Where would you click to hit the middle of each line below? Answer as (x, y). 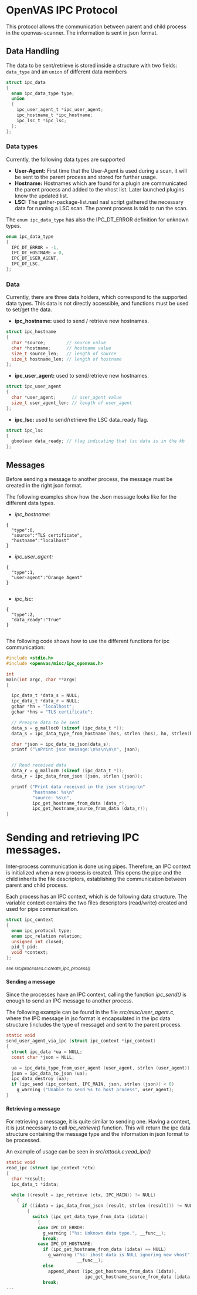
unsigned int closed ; (38, 941)
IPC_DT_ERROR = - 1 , (35, 247)
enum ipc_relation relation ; (47, 936)
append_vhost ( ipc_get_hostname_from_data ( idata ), (112, 1271)
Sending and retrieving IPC (73, 838)
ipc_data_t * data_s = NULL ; (46, 696)
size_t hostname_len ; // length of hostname (67, 359)
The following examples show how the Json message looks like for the (91, 497)
